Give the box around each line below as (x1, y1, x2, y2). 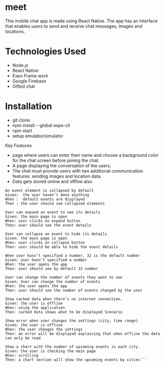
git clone (12, 117, 31, 123)
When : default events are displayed (5, 196, 85, 202)
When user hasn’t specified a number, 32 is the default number (5, 253, 140, 258)
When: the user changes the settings (5, 327, 83, 332)
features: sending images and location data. (12, 173, 102, 179)
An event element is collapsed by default (5, 188, 94, 193)
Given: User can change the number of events (5, 279, 100, 284)
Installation (5, 101, 52, 112)
